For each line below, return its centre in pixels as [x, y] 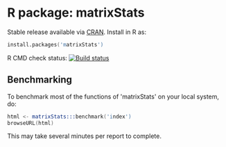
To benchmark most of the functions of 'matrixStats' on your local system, [113, 96]
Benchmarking [40, 80]
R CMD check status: [37, 58]
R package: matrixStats [76, 13]
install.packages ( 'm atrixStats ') [55, 44]
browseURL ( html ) [31, 123]
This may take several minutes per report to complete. [84, 136]
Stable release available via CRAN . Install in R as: [77, 32]
